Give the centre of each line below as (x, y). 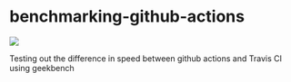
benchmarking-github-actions (127, 17)
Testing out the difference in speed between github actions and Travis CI (145, 58)
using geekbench (42, 68)
